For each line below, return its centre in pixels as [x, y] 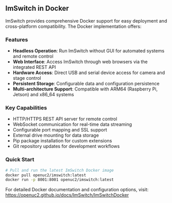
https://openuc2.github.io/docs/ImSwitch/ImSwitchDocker [67, 195]
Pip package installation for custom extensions [62, 141]
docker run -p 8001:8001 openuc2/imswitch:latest [60, 180]
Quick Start [20, 160]
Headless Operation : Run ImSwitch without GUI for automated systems [89, 51]
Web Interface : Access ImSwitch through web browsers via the [80, 62]
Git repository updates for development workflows [66, 146]
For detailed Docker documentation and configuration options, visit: [77, 190]
